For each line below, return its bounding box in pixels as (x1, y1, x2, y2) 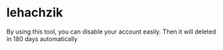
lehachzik (6, 5, 63, 21)
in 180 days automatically (6, 34, 78, 42)
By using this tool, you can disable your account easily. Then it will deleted (6, 27, 216, 36)
